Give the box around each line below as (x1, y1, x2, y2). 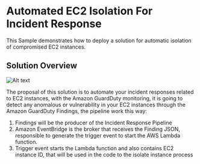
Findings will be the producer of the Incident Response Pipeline (14, 119, 173, 126)
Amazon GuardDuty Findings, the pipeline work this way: (6, 107, 148, 115)
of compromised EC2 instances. (6, 43, 86, 50)
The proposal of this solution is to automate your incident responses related (6, 88, 194, 96)
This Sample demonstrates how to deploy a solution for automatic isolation (6, 37, 192, 44)
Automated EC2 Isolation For (6, 4, 153, 18)
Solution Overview (6, 61, 77, 71)
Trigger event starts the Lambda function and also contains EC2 (14, 144, 174, 151)
